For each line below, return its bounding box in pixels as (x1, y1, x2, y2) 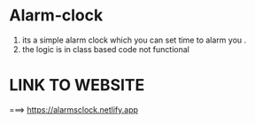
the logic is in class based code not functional (21, 43, 190, 54)
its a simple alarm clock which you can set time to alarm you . (21, 35, 247, 45)
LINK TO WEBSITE (9, 75, 145, 96)
